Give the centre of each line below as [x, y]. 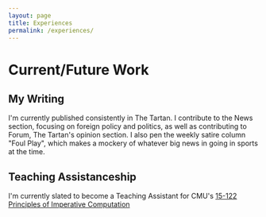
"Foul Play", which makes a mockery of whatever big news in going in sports [133, 143]
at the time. [27, 152]
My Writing [37, 99]
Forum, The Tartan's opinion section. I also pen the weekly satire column [127, 135]
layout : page [30, 15]
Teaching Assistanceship [72, 177]
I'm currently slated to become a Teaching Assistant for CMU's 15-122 [123, 196]
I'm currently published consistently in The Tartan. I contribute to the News [131, 118]
